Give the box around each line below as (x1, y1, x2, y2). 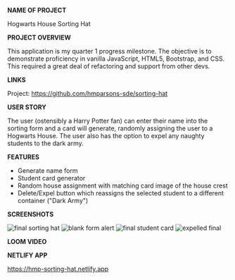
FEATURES (7, 153, 40, 161)
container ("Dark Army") (17, 197, 89, 205)
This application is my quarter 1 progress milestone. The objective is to (7, 47, 212, 55)
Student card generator (17, 174, 86, 182)
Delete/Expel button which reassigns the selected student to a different (17, 189, 224, 197)
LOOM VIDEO (7, 238, 47, 245)
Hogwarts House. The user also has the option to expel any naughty (7, 132, 205, 140)
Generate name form (17, 166, 78, 175)
